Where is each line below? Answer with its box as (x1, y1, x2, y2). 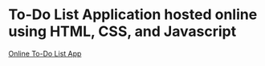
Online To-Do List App (8, 49, 82, 58)
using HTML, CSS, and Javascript (8, 22, 237, 41)
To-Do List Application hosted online (8, 6, 258, 24)
